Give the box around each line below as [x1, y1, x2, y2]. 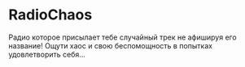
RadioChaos [8, 6, 93, 24]
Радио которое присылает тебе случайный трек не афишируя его [8, 32, 238, 42]
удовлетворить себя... [8, 49, 85, 59]
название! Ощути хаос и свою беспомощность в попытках [8, 40, 213, 50]
